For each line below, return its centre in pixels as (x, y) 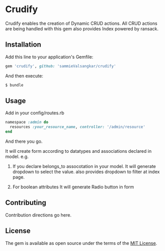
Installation (23, 45)
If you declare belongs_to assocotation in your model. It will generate (84, 166)
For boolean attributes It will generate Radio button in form (73, 187)
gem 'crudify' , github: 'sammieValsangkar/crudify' (61, 66)
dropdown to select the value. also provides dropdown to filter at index (86, 172)
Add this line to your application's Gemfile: (49, 57)
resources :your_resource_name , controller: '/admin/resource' (77, 127)
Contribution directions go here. (38, 215)
